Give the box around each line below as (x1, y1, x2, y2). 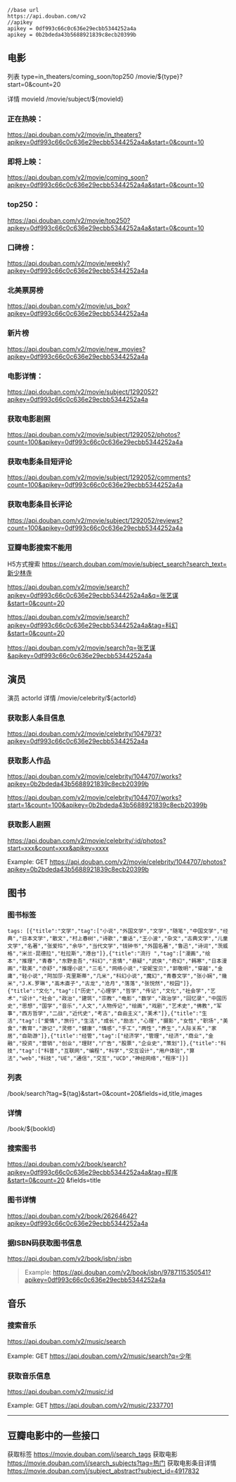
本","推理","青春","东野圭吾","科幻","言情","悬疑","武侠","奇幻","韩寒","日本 (7, 958, 223, 965)
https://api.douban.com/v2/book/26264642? (7, 1211, 138, 1220)
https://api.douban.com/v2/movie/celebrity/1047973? (7, 729, 162, 738)
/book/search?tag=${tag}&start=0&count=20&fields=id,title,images (7, 1089, 202, 1097)
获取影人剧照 (7, 820, 51, 829)
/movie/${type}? (135, 72, 183, 80)
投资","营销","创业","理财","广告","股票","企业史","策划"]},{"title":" (22, 1040, 221, 1047)
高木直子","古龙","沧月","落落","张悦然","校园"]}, (54, 980, 193, 987)
